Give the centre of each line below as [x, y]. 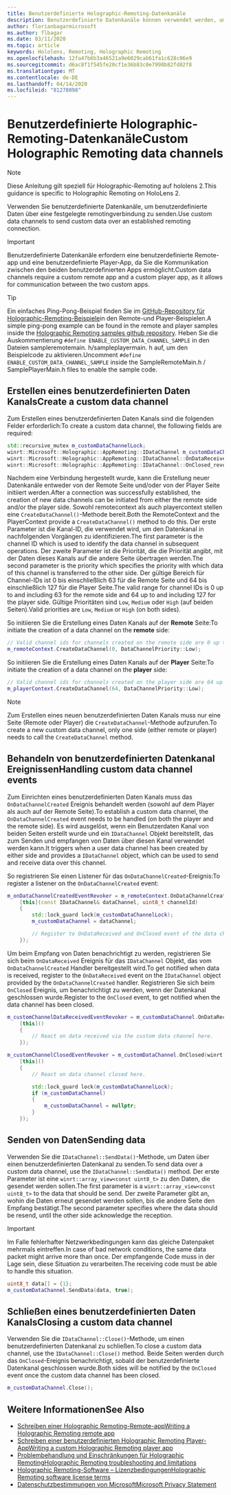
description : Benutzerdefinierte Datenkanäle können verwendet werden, [112, 20]
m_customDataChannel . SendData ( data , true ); [70, 1290]
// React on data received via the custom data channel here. [123, 1036]
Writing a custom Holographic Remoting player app [101, 1448]
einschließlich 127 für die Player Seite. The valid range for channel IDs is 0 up [115, 588]
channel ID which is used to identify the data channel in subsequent [103, 544]
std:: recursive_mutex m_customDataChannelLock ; [77, 445]
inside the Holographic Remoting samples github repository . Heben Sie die [113, 333]
